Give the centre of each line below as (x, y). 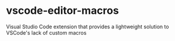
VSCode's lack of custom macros (46, 32)
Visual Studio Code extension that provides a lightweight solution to (88, 27)
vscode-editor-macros (62, 11)
